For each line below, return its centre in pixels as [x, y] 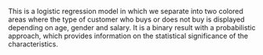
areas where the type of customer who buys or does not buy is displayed [126, 19]
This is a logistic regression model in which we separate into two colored [126, 11]
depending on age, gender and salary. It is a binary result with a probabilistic [132, 27]
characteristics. [33, 44]
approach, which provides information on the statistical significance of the [128, 36]
